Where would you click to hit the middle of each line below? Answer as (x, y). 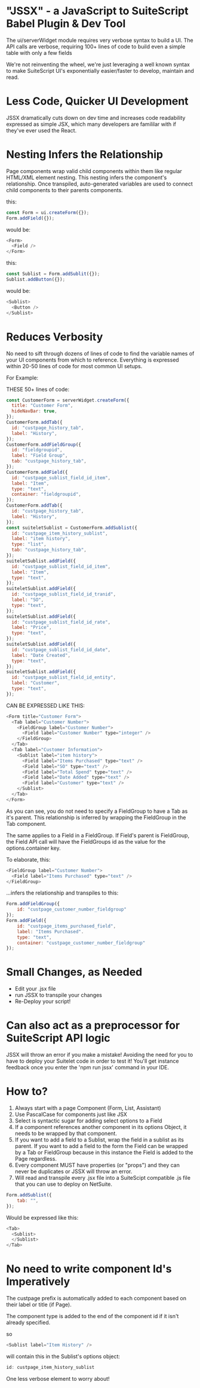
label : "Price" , (32, 628)
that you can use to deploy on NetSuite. (63, 1184)
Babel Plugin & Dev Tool (66, 24)
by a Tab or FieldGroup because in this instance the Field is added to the (104, 1152)
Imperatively (38, 1282)
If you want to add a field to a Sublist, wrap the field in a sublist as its (99, 1140)
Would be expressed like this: (42, 1217)
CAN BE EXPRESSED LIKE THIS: (46, 705)
